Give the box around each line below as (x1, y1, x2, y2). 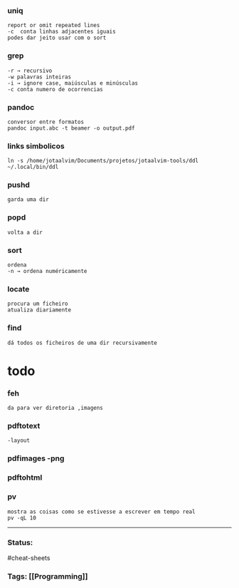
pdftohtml (7, 473, 43, 483)
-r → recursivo (7, 67, 53, 74)
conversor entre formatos (7, 118, 84, 125)
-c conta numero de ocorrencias (7, 86, 103, 93)
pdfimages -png (7, 453, 65, 463)
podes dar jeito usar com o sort (7, 34, 107, 41)
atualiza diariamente (7, 306, 72, 314)
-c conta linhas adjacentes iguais (7, 28, 116, 36)
